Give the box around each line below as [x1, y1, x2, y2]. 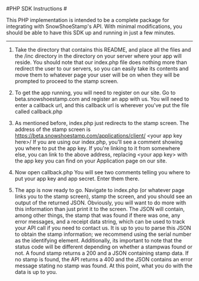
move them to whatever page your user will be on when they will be [14, 71, 180, 78]
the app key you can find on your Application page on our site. [14, 157, 167, 164]
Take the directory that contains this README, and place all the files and [14, 46, 191, 53]
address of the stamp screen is [14, 126, 91, 133]
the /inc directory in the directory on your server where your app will [14, 53, 182, 59]
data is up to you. [14, 269, 57, 275]
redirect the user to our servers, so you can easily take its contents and [14, 65, 189, 72]
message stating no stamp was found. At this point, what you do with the [14, 262, 192, 269]
